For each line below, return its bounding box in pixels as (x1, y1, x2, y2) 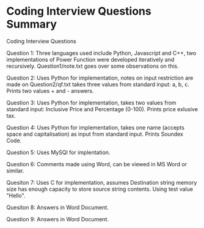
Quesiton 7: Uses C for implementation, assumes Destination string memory (6, 178, 197, 186)
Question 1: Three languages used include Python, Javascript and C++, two (6, 49, 197, 56)
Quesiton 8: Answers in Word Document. (6, 204, 109, 211)
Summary (6, 17, 57, 31)
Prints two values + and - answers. (6, 87, 94, 94)
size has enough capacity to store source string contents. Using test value (6, 185, 194, 193)
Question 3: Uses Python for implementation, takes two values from (6, 99, 177, 106)
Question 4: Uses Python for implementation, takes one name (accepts (6, 123, 185, 131)
